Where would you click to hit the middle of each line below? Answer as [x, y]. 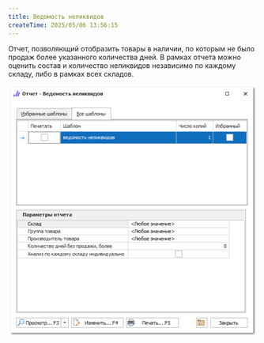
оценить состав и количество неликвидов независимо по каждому [122, 65]
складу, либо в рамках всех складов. [71, 73]
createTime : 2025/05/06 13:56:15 [63, 25]
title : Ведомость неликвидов [56, 17]
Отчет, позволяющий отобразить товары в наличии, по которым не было [132, 48]
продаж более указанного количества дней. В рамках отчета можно [124, 57]
